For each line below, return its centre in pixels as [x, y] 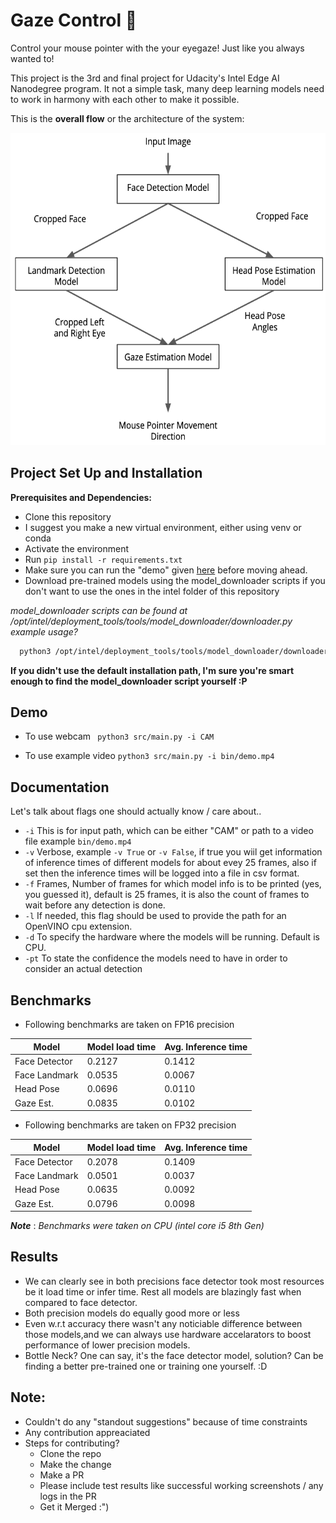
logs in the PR [68, 1496]
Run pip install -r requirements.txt [103, 559]
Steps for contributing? [72, 1443]
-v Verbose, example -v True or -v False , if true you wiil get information [173, 852]
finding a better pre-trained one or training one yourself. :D [146, 1366]
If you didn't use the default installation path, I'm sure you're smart [152, 670]
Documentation [60, 787]
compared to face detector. [81, 1302]
